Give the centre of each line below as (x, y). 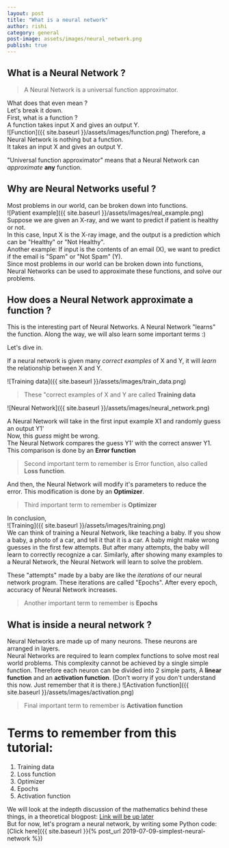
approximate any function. (44, 167)
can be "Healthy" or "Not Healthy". (56, 242)
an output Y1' (26, 429)
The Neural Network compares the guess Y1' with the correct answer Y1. (109, 443)
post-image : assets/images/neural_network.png (75, 39)
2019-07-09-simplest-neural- (164, 832)
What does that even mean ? (47, 103)
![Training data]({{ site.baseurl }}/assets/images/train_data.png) (97, 381)
